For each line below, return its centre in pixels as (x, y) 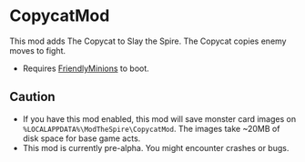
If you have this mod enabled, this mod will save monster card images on (159, 118)
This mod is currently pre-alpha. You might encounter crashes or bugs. (156, 147)
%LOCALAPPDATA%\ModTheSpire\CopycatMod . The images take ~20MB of (151, 128)
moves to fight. (38, 50)
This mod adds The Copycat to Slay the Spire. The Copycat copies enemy (148, 41)
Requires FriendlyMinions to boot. (86, 68)
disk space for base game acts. (81, 138)
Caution (33, 97)
